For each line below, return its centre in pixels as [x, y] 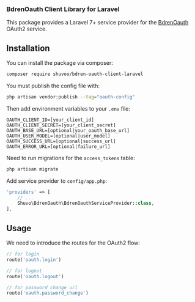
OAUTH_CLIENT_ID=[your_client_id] [50, 120]
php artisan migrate [33, 169]
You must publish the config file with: [53, 86]
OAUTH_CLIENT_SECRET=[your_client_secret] [61, 125]
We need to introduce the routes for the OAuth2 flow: [73, 243]
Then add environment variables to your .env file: [68, 108]
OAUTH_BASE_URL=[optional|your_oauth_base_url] [68, 130]
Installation [28, 48]
